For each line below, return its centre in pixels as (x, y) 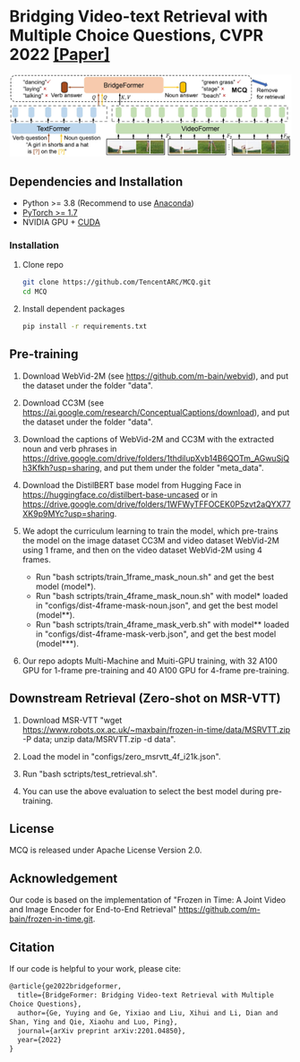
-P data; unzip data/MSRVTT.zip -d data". (99, 739)
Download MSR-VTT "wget (72, 720)
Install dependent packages (73, 309)
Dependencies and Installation (96, 181)
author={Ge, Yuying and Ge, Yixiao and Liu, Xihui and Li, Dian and (148, 1014)
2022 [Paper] (60, 55)
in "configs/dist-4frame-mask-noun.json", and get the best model (157, 605)
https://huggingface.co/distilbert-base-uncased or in (120, 494)
